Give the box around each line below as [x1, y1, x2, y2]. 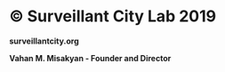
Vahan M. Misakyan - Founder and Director [9, 52, 172, 63]
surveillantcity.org [9, 36, 79, 46]
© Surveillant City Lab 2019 [9, 6, 216, 27]
